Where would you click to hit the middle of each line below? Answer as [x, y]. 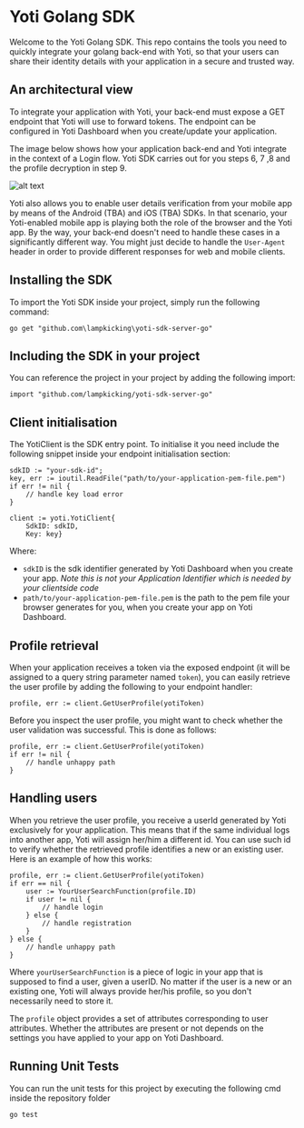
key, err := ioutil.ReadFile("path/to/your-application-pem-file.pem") [147, 479]
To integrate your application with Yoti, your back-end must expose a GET [147, 112]
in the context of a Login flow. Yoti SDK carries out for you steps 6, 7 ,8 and [150, 158]
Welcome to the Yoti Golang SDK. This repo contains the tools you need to [148, 42]
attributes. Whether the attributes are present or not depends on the [137, 1028]
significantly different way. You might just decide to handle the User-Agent [147, 242]
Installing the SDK [61, 280]
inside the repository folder [60, 1098]
